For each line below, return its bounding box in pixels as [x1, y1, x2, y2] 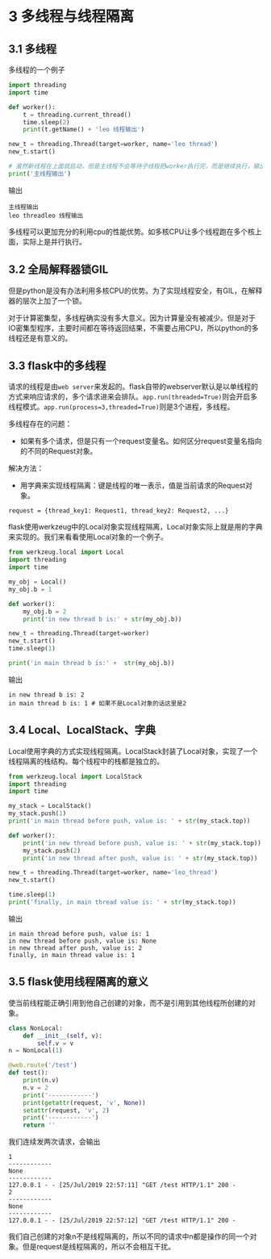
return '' [23, 1121, 56, 1130]
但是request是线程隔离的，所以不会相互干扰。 [22, 1242, 176, 1252]
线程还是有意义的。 [8, 333, 73, 343]
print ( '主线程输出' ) [8, 169, 71, 178]
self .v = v [37, 1039, 74, 1048]
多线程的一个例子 [8, 65, 65, 74]
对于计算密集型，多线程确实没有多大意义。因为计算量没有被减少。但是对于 [8, 312, 256, 323]
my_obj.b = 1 [8, 585, 52, 593]
